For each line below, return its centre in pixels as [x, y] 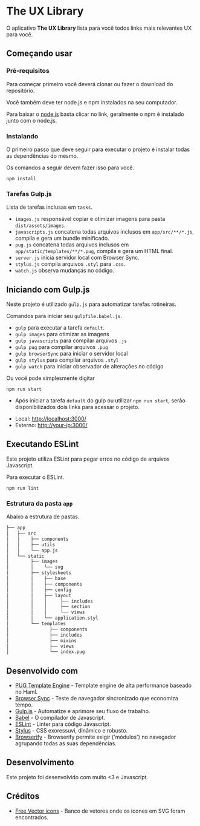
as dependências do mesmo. [42, 155]
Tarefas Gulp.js [29, 194]
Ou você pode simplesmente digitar [51, 378]
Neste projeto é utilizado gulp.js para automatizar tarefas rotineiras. [91, 304]
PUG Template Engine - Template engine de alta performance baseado [103, 686]
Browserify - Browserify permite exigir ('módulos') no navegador [95, 737]
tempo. [24, 705]
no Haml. [26, 692]
